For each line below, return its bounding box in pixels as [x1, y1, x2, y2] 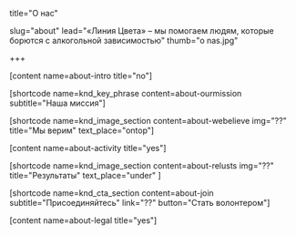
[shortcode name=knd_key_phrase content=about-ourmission [9, 88, 242, 98]
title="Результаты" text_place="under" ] [9, 170, 161, 180]
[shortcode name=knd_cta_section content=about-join [9, 188, 214, 199]
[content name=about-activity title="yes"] [9, 143, 167, 153]
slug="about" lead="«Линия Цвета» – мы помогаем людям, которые [9, 26, 275, 36]
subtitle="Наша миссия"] [9, 97, 107, 108]
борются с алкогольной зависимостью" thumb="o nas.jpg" [9, 36, 239, 46]
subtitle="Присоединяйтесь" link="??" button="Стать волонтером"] [9, 198, 270, 208]
